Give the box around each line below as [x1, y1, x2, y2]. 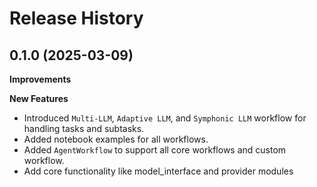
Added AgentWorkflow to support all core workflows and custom [23, 144, 287, 156]
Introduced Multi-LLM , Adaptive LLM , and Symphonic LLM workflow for [23, 112, 307, 124]
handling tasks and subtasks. [23, 123, 145, 134]
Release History [9, 7, 144, 30]
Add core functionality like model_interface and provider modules [23, 165, 294, 177]
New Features [9, 93, 69, 104]
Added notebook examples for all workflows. [23, 133, 209, 145]
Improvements [9, 73, 72, 85]
